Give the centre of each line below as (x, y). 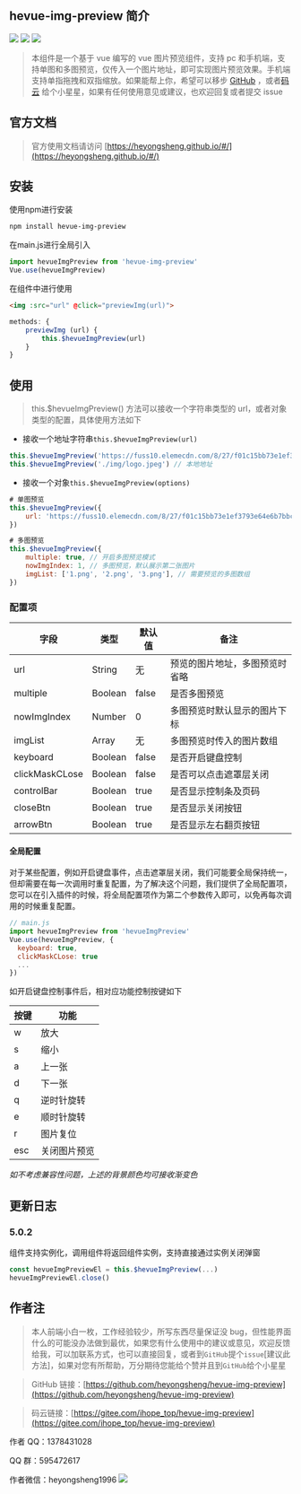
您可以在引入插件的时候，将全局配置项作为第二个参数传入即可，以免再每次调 (150, 895)
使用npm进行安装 (41, 210)
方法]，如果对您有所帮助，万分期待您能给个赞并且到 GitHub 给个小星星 (159, 1365)
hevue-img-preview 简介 (79, 16)
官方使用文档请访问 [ (69, 145)
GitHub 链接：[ (59, 1384)
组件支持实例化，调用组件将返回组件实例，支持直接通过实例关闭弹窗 (135, 1252)
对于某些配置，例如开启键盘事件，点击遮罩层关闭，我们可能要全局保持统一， (150, 872)
